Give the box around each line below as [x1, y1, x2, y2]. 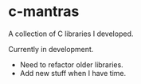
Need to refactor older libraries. [19, 59, 123, 70]
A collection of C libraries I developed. [8, 29, 134, 38]
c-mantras [8, 2, 80, 21]
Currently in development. [8, 44, 94, 54]
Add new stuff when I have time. [19, 68, 126, 78]
